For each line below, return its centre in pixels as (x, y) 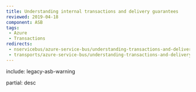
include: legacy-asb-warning (41, 71)
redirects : (19, 44)
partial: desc (21, 83)
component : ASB (24, 22)
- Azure (18, 33)
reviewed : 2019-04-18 (32, 17)
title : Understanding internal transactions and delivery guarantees (92, 11)
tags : (13, 28)
